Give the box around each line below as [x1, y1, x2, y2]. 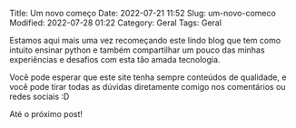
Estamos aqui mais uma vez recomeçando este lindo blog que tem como [9, 35, 281, 45]
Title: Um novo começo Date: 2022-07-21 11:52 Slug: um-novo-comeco [9, 8, 277, 18]
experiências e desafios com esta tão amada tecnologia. [9, 54, 221, 64]
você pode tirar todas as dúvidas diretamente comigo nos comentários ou [9, 82, 286, 92]
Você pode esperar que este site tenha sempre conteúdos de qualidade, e [9, 72, 287, 83]
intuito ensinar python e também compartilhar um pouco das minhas [9, 44, 265, 55]
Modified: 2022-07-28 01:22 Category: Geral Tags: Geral [9, 17, 222, 28]
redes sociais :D [9, 91, 70, 102]
